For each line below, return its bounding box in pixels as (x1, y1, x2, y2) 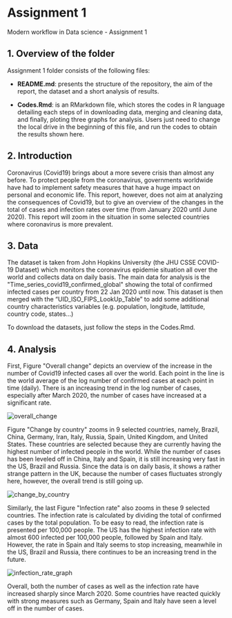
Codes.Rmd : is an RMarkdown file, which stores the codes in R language (17, 100, 225, 109)
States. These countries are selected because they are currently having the (7, 440, 222, 448)
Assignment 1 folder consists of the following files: (7, 66, 151, 74)
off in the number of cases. (7, 604, 84, 612)
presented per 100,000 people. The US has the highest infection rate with (7, 526, 216, 534)
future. (7, 556, 26, 564)
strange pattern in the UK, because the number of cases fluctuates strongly (7, 470, 222, 478)
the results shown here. (17, 130, 85, 138)
